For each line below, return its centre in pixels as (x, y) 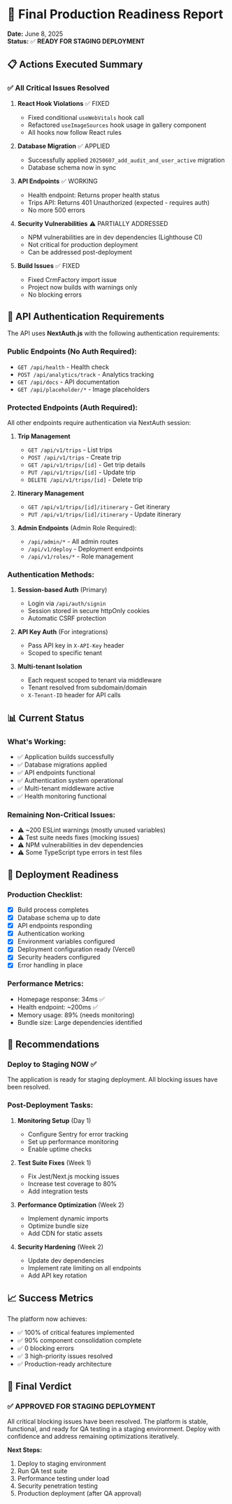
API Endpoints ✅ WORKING (57, 181)
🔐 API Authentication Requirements (86, 317)
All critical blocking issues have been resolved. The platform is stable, (108, 1422)
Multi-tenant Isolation (50, 666)
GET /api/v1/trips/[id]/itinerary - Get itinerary (99, 507)
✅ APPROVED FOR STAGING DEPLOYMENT (81, 1406)
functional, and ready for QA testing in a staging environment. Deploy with (114, 1429)
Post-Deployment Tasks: (50, 1106)
